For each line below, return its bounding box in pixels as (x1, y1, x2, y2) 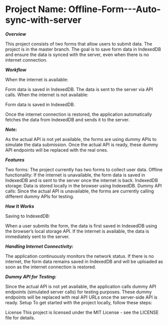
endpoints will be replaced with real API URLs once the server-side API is (5, 294, 158, 300)
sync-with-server (5, 14, 82, 26)
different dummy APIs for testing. (5, 193, 74, 199)
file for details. (5, 314, 35, 320)
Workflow (5, 67, 27, 73)
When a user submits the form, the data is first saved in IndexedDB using (5, 222, 157, 228)
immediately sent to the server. (5, 234, 70, 240)
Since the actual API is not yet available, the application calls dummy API (5, 283, 156, 289)
